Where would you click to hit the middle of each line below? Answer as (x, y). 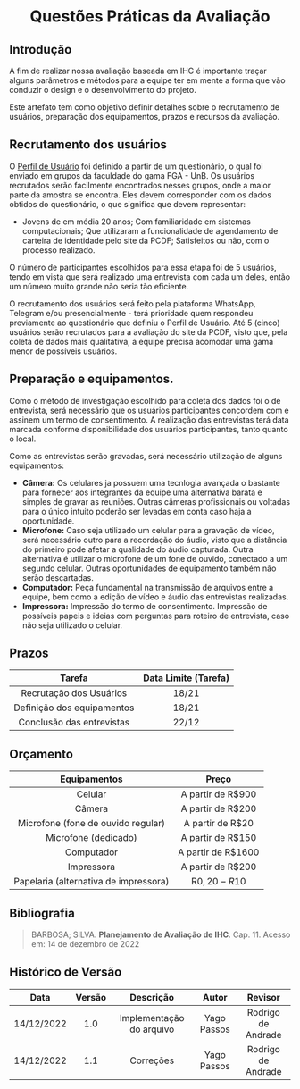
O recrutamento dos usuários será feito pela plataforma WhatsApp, (133, 303)
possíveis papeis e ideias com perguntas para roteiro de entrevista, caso (156, 616)
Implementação (152, 1018)
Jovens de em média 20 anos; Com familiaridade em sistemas (137, 222)
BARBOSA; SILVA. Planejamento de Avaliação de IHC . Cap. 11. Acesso (161, 934)
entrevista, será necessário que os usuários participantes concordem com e (150, 410)
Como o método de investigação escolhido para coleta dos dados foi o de (145, 400)
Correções (152, 1060)
